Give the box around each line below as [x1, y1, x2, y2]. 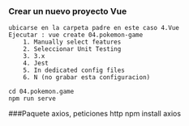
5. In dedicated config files [23, 66, 126, 74]
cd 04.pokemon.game [8, 87, 75, 96]
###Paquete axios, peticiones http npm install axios [8, 109, 181, 119]
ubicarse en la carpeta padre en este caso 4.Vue [8, 24, 180, 32]
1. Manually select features [23, 38, 122, 46]
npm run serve [8, 94, 57, 103]
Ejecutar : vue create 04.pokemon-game [8, 31, 144, 40]
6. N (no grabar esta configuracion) [23, 73, 151, 82]
